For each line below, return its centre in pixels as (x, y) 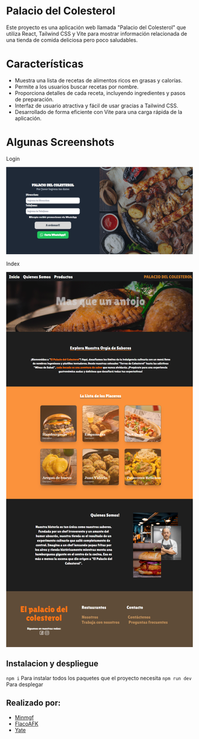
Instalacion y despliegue (52, 664)
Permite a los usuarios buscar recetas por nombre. (77, 87)
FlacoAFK (26, 724)
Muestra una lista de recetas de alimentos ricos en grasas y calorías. (98, 80)
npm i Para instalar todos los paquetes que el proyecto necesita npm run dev (99, 678)
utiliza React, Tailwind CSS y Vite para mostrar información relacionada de (97, 33)
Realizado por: (33, 703)
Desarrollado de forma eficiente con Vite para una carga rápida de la (98, 112)
